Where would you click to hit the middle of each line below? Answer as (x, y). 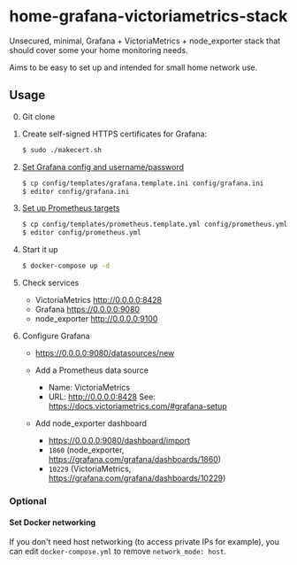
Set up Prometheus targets (71, 208)
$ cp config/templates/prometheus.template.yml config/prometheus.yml (155, 224)
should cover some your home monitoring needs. (99, 50)
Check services (50, 282)
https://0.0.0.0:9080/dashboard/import (119, 441)
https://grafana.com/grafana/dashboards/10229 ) (137, 478)
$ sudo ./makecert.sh (61, 150)
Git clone (38, 116)
